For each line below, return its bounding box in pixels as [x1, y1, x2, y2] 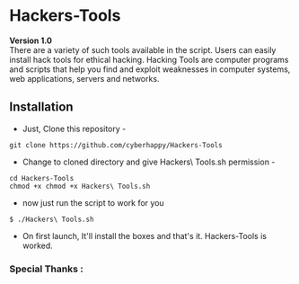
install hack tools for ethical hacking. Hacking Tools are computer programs [9, 54, 289, 65]
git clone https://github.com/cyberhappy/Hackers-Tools [9, 140, 223, 149]
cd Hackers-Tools [9, 173, 75, 182]
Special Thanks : [9, 262, 84, 275]
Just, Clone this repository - [22, 123, 127, 134]
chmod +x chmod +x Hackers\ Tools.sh [9, 182, 151, 191]
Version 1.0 [9, 35, 52, 46]
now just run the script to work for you [22, 197, 164, 208]
